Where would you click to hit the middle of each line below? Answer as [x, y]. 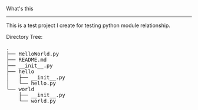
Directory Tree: [24, 37]
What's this [20, 9]
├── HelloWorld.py [33, 54]
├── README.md [27, 60]
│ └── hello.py [31, 83]
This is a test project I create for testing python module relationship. [88, 25]
